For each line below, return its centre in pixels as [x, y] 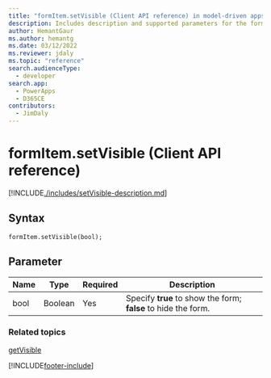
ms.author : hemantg [41, 38]
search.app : [28, 83]
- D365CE [30, 99]
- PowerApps [36, 91]
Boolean [59, 303]
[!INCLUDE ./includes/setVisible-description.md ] [88, 193]
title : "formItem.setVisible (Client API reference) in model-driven [128, 16]
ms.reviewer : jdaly [41, 53]
